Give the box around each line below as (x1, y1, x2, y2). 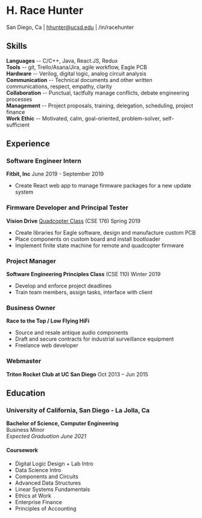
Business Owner (6, 303, 55, 312)
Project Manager (6, 257, 56, 265)
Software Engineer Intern (6, 157, 81, 165)
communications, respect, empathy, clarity (6, 83, 113, 90)
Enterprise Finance (14, 498, 62, 505)
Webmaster (6, 357, 42, 365)
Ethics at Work (14, 492, 51, 499)
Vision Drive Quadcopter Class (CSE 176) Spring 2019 (6, 217, 140, 224)
